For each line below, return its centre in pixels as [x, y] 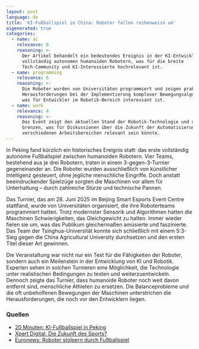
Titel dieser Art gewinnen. [38, 243]
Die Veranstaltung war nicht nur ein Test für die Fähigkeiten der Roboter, [94, 255]
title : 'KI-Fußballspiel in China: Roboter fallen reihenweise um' [91, 23]
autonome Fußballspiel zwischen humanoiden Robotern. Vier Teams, [90, 156]
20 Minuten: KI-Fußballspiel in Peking [60, 328]
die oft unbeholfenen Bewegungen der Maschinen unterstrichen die [89, 293]
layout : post [22, 12]
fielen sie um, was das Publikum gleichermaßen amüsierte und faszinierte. [97, 224]
